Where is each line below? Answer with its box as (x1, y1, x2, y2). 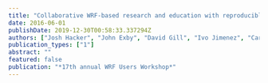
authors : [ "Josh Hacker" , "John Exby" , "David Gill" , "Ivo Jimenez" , (8, 33, 245, 42)
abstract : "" (8, 48, 52, 56)
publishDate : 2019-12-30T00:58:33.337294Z (8, 26, 152, 34)
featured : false (8, 56, 62, 64)
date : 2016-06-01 (8, 19, 66, 27)
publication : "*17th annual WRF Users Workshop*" (8, 63, 177, 71)
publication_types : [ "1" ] (8, 41, 94, 49)
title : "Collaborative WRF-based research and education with (8, 11, 219, 20)
